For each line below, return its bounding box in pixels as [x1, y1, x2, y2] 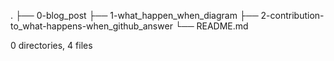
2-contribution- [260, 10, 325, 21]
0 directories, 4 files [10, 40, 93, 51]
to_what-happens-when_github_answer [10, 20, 173, 32]
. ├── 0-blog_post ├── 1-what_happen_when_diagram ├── [10, 10, 259, 21]
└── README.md [174, 20, 249, 32]
